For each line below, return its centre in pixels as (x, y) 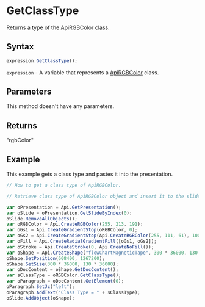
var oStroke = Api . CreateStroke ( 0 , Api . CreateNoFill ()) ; (80, 247)
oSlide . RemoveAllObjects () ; (42, 219)
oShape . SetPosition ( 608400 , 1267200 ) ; (56, 258)
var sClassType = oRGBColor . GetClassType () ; (64, 275)
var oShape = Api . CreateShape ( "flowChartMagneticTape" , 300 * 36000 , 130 (102, 253)
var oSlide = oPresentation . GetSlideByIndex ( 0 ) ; (69, 213)
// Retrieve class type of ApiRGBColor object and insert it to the (95, 196)
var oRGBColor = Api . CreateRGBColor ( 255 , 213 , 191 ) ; (75, 224)
